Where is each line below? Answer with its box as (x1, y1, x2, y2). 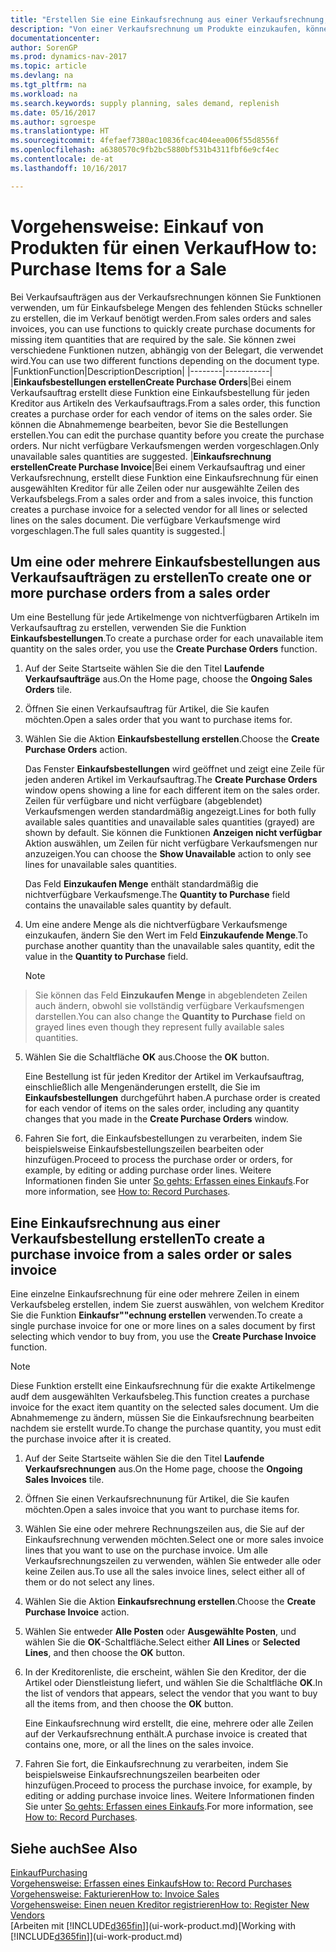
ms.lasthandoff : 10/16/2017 (10, 163, 128, 173)
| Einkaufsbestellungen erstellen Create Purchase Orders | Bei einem (10, 376, 292, 388)
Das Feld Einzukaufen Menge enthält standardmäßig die (24, 878, 259, 890)
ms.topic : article (10, 61, 87, 71)
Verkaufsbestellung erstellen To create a (10, 1230, 266, 1247)
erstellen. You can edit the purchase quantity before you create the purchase (10, 429, 325, 441)
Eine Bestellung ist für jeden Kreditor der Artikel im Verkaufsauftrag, (24, 1071, 305, 1083)
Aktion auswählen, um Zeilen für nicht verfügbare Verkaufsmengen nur (24, 837, 318, 850)
